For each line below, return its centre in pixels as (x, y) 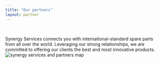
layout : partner (22, 15)
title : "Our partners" (29, 10)
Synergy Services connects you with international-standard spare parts (79, 39)
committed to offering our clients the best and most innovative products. (80, 49)
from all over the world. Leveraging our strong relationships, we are (75, 44)
